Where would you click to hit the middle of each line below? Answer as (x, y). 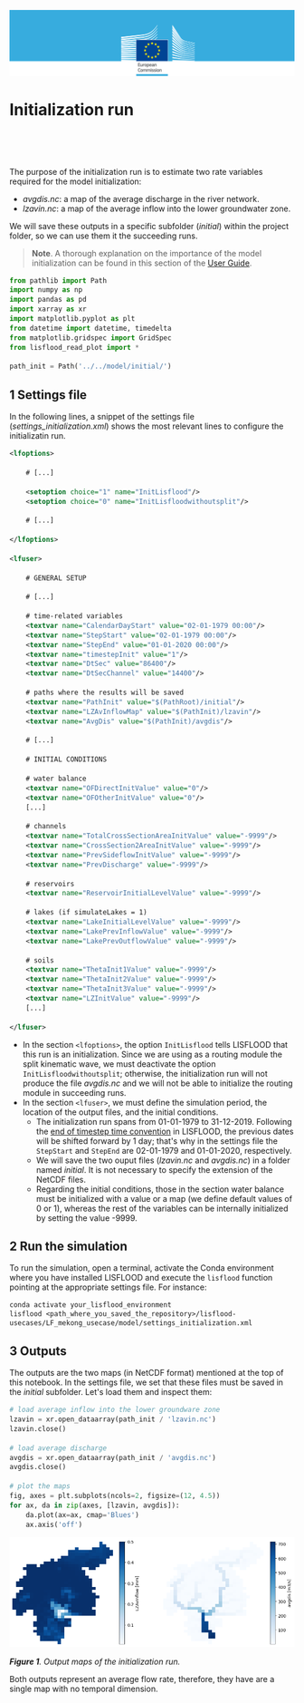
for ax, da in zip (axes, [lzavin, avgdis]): (95, 1505)
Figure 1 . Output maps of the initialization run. (95, 1662)
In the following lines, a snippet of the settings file (102, 417)
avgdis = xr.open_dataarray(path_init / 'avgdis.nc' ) (113, 1457)
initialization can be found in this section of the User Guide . (142, 263)
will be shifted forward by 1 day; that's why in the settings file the (157, 1141)
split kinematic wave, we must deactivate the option (119, 1064)
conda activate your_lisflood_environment (90, 1305)
